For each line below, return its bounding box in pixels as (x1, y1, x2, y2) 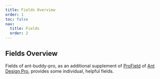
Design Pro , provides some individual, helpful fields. (5, 68, 114, 74)
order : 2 (10, 31, 28, 36)
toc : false (5, 17, 28, 22)
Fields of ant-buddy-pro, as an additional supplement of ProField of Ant (5, 62, 155, 68)
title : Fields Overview (5, 7, 56, 13)
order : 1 (5, 12, 24, 17)
